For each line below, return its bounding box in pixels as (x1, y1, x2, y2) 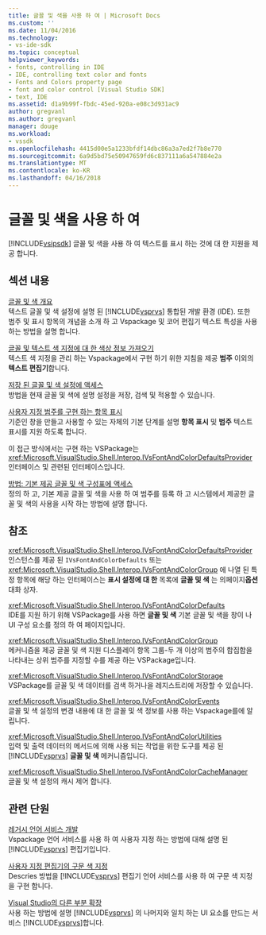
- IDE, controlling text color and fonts (8, 71, 148, 79)
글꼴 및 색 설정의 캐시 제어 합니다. (8, 776, 112, 786)
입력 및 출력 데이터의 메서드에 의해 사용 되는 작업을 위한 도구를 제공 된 (8, 741, 224, 751)
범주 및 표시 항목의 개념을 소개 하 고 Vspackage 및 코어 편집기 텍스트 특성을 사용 (8, 316, 258, 326)
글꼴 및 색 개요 (8, 296, 53, 306)
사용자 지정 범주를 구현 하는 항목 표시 (8, 407, 123, 416)
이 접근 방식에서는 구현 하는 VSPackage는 (8, 443, 139, 453)
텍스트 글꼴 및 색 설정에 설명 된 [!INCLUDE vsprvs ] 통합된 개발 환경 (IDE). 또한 (8, 307, 251, 316)
